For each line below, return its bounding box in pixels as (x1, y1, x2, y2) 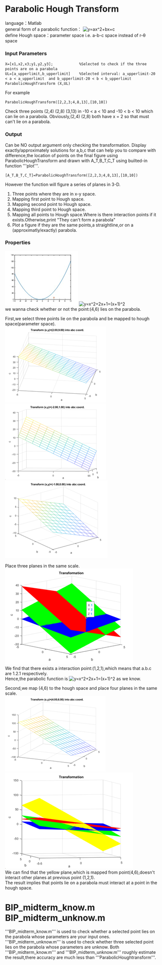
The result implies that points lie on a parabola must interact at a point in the (5, 880, 157, 885)
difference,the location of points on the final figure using (5, 152, 118, 158)
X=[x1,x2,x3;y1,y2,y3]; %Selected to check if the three (5, 62, 147, 67)
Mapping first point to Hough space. (12, 196, 85, 202)
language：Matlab (5, 20, 42, 26)
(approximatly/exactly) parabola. (12, 227, 77, 233)
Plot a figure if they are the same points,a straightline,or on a (12, 222, 134, 228)
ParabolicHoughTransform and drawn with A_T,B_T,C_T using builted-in (5, 158, 148, 163)
